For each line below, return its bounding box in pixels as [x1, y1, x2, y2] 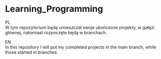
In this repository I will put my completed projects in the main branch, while [5, 44, 157, 50]
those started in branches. [5, 49, 58, 55]
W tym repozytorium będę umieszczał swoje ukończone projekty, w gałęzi [5, 24, 155, 30]
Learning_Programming [5, 3, 103, 15]
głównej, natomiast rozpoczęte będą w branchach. [5, 29, 107, 35]
